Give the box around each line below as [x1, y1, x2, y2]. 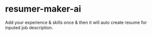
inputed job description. [5, 24, 53, 30]
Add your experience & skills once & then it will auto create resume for [5, 19, 147, 25]
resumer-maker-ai [5, 3, 81, 15]
